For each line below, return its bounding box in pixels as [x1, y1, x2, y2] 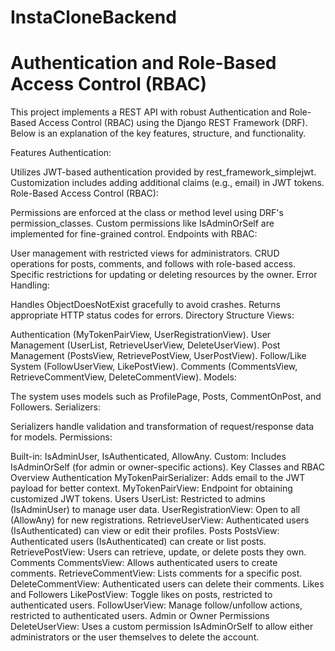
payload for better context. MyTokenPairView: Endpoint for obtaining [10, 482, 293, 495]
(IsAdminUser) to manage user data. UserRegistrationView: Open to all [10, 504, 301, 516]
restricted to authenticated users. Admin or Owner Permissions [10, 610, 270, 622]
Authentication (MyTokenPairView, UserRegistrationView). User [10, 329, 272, 341]
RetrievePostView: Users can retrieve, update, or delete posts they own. [10, 546, 307, 558]
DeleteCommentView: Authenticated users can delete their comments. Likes [10, 578, 325, 590]
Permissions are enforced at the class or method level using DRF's [10, 207, 284, 219]
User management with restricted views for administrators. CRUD [10, 247, 280, 260]
